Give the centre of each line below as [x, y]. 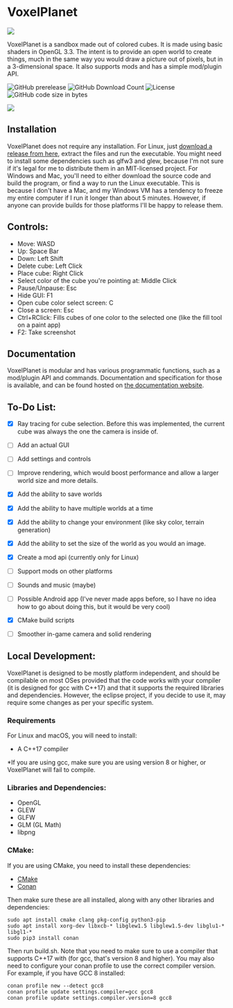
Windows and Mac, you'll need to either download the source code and [109, 176]
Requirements [32, 720]
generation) [34, 530]
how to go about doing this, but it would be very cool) [94, 606]
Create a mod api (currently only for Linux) [78, 557]
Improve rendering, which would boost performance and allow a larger [118, 473]
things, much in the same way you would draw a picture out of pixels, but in [115, 59]
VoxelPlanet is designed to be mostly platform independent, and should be [113, 673]
